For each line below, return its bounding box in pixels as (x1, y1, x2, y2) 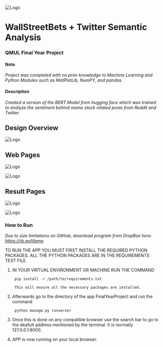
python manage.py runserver (14, 308, 72, 313)
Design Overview (5, 124, 58, 132)
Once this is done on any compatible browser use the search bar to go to (12, 317, 159, 323)
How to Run (5, 221, 33, 228)
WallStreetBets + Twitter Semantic (5, 22, 147, 33)
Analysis (5, 32, 41, 43)
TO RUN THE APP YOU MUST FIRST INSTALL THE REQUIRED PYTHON (5, 247, 147, 253)
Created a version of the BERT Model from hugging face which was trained (5, 99, 157, 105)
